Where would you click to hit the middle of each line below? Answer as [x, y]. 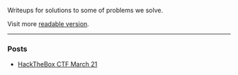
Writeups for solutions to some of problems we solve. [85, 10]
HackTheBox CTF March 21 [57, 64]
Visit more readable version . [49, 24]
